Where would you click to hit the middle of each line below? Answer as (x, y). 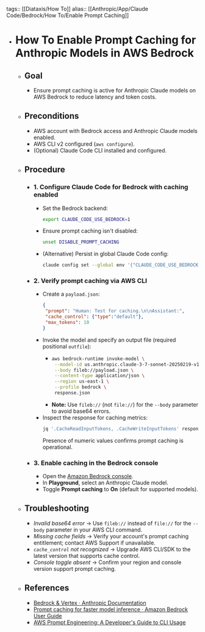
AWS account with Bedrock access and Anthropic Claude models (115, 130)
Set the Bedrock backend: (75, 208)
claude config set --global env (84, 265)
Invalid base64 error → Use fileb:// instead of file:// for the (112, 523)
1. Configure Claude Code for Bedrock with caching (111, 187)
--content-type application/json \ (100, 376)
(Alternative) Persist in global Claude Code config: (106, 254)
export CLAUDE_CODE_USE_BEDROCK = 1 (86, 219)
